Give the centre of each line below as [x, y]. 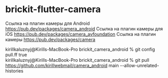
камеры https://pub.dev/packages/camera [50, 40]
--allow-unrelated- [139, 65]
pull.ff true [16, 55]
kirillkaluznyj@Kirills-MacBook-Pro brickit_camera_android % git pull [77, 60]
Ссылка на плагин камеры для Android [48, 23]
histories [15, 71]
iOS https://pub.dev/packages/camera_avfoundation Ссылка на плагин [81, 34]
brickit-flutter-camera [53, 9]
